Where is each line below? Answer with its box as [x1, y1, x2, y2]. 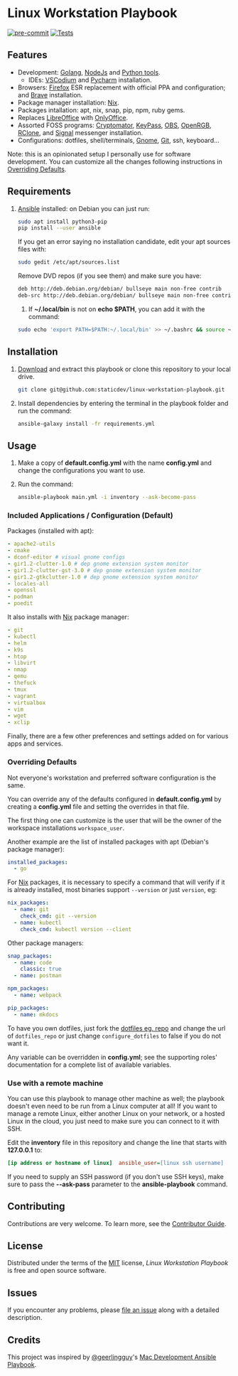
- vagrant [7, 692, 37, 699]
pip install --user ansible [17, 225, 101, 232]
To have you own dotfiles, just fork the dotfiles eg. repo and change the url [7, 1023, 226, 1032]
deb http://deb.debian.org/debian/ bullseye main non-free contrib [17, 286, 222, 293]
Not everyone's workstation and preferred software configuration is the [7, 773, 217, 782]
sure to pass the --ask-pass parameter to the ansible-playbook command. [7, 1180, 228, 1188]
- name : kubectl [13, 919, 62, 926]
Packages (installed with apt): [7, 527, 94, 535]
